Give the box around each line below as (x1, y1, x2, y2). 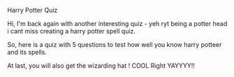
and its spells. (7, 48, 47, 56)
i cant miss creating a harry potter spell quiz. (7, 27, 136, 35)
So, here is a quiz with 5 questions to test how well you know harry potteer (7, 41, 222, 48)
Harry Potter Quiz (7, 6, 58, 14)
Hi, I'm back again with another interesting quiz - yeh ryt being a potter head (7, 20, 228, 27)
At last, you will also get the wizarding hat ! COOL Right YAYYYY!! (7, 62, 196, 69)
